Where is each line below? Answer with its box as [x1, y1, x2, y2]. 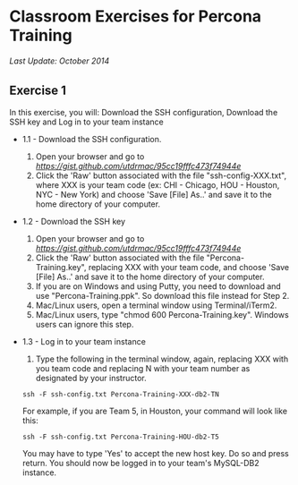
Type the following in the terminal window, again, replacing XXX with [35, 353, 289, 364]
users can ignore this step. [35, 319, 134, 329]
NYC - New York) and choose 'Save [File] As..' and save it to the [35, 189, 272, 200]
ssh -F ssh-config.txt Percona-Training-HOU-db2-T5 [21, 432, 219, 441]
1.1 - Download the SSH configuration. [21, 133, 162, 144]
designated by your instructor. [35, 372, 147, 383]
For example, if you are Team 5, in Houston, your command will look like [21, 405, 288, 416]
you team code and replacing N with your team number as [35, 362, 251, 373]
